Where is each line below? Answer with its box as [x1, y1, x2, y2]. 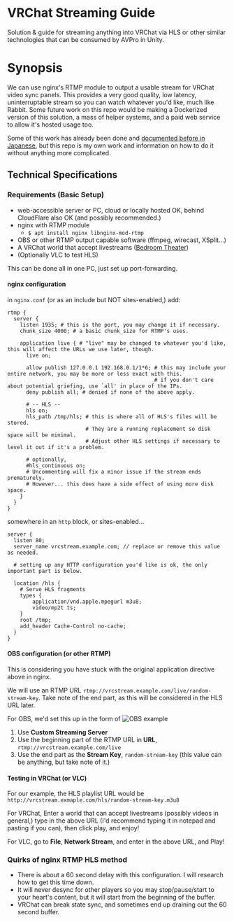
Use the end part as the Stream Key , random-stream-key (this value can [17, 750, 222, 758]
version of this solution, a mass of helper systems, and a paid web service [7, 113, 221, 121]
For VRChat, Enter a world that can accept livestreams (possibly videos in [7, 809, 219, 818]
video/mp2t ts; [32, 604, 77, 611]
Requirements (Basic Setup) [7, 190, 105, 200]
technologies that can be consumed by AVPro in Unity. [7, 35, 164, 43]
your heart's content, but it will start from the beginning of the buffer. [17, 893, 216, 902]
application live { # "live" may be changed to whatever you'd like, [20, 339, 227, 347]
